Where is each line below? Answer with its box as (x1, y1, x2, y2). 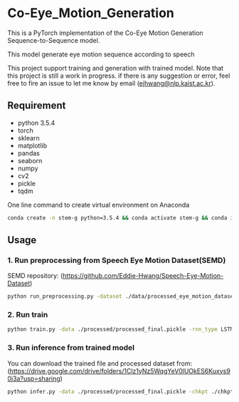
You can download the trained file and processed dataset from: (7, 359, 193, 368)
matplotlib (17, 141, 48, 150)
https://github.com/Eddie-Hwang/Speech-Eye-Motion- (63, 272, 224, 280)
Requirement (7, 100, 66, 112)
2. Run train (7, 310, 48, 320)
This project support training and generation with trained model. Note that (7, 63, 224, 72)
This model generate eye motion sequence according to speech (7, 50, 195, 58)
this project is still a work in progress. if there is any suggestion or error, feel (7, 71, 230, 80)
